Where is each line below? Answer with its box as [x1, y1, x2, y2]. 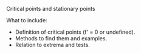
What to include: [6, 17, 47, 23]
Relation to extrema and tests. [15, 42, 90, 48]
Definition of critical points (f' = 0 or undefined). [15, 28, 136, 36]
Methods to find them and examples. [15, 35, 108, 42]
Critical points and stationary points [6, 5, 95, 12]
